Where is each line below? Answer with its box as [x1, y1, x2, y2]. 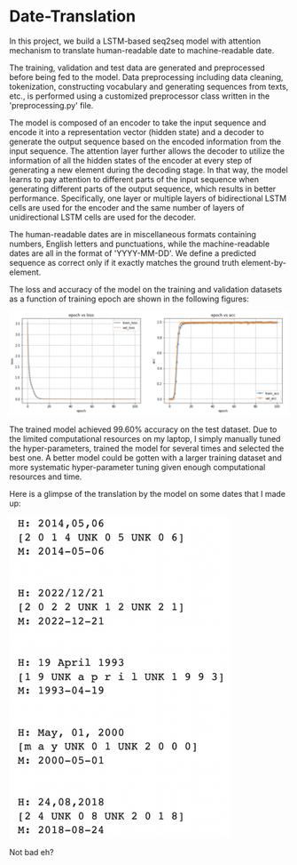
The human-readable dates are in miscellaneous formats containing [9, 228, 257, 239]
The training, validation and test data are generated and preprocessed [9, 62, 266, 73]
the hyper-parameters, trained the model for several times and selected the [9, 443, 285, 453]
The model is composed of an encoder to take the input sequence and [9, 117, 267, 128]
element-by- [240, 257, 286, 268]
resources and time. [9, 471, 82, 482]
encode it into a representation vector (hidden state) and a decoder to [9, 126, 264, 137]
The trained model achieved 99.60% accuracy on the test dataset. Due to [9, 424, 277, 435]
